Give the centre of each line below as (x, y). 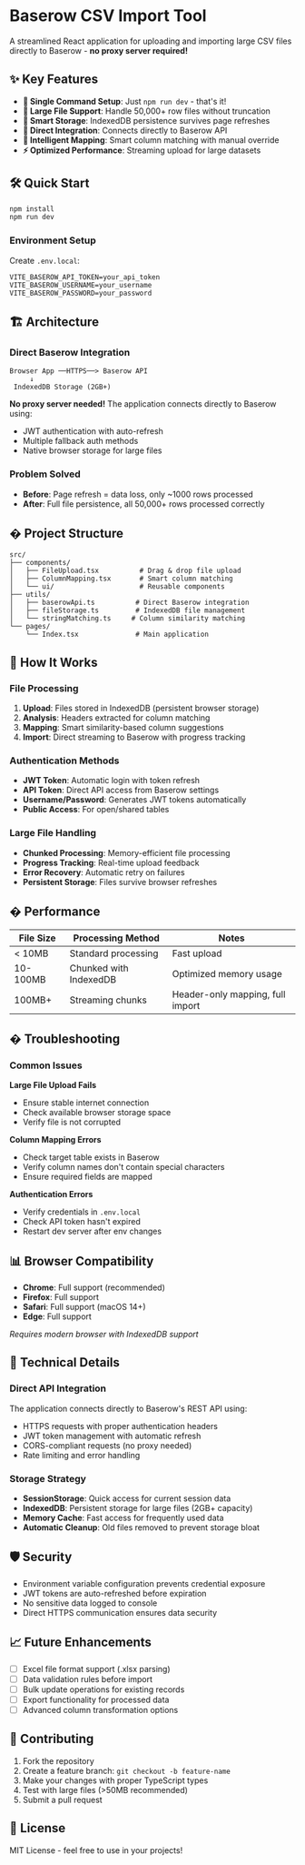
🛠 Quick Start (49, 183)
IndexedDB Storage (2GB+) (62, 388)
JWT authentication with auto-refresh (93, 431)
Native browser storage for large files (92, 450)
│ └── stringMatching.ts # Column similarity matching (128, 619)
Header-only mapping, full (229, 994)
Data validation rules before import (87, 1678)
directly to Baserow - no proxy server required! (99, 50)
